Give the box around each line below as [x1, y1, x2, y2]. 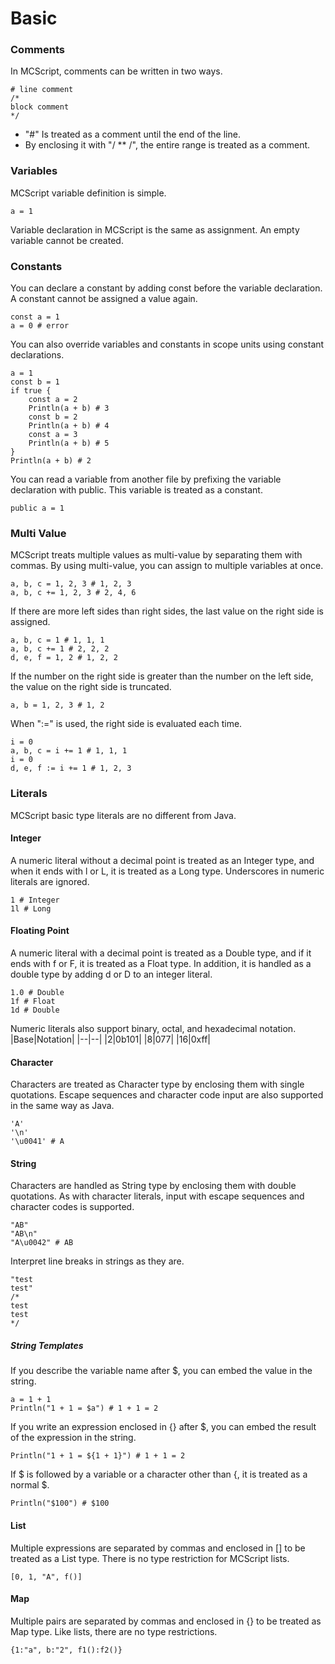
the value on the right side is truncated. [10, 681, 172, 693]
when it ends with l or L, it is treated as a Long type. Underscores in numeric [10, 865, 325, 877]
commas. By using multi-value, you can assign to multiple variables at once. [10, 560, 324, 572]
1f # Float [10, 997, 56, 1007]
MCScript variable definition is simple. [10, 187, 167, 199]
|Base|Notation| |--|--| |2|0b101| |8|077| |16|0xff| [10, 1033, 211, 1046]
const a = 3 [28, 430, 78, 440]
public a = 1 [10, 503, 65, 514]
